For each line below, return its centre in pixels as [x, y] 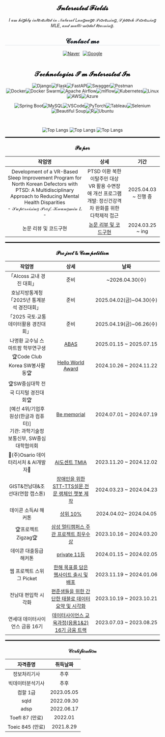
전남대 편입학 [24, 595]
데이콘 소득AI [24, 510]
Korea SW [20, 366]
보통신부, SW [22, 439]
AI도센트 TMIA [71, 463]
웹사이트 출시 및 [71, 575]
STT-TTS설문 [68, 486]
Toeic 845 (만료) [27, 727]
